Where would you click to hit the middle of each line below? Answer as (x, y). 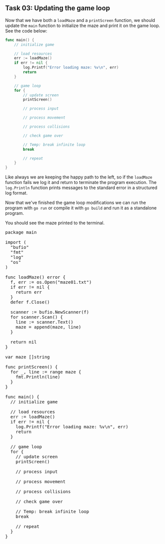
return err (29, 292)
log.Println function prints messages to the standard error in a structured (81, 188)
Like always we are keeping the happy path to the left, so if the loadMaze (79, 177)
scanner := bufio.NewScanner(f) (50, 312)
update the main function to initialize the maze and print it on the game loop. (83, 25)
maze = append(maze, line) (48, 327)
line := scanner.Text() (44, 322)
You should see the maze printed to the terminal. (55, 223)
